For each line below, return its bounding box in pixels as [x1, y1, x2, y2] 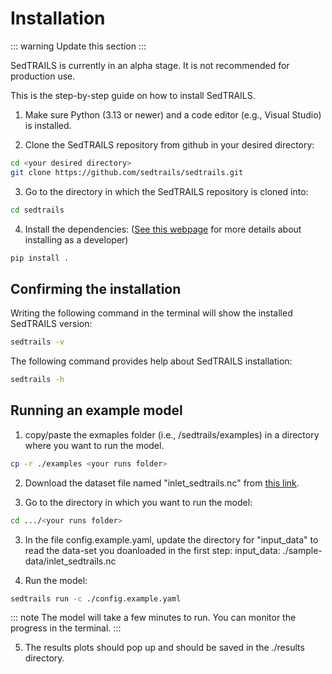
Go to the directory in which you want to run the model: [24, 496, 253, 508]
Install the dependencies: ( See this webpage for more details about [24, 223, 302, 235]
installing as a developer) [24, 233, 129, 246]
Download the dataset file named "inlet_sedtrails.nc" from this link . [24, 477, 300, 489]
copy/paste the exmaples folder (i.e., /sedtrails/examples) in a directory [24, 428, 320, 441]
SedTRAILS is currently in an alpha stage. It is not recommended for [10, 59, 290, 71]
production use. [10, 70, 76, 82]
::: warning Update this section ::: [10, 40, 147, 52]
